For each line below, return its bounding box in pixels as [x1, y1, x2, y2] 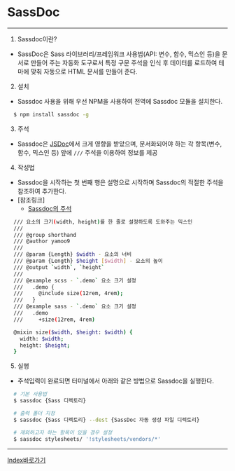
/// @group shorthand [13, 231, 77, 238]
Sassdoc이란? [17, 34, 57, 43]
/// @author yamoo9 [13, 238, 71, 245]
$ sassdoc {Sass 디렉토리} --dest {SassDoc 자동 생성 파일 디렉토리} [13, 416, 200, 423]
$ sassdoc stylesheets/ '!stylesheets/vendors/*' [13, 435, 161, 442]
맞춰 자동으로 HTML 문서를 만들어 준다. [30, 67, 138, 76]
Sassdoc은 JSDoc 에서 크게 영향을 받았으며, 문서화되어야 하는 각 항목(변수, [17, 139, 222, 148]
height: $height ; [20, 341, 71, 349]
